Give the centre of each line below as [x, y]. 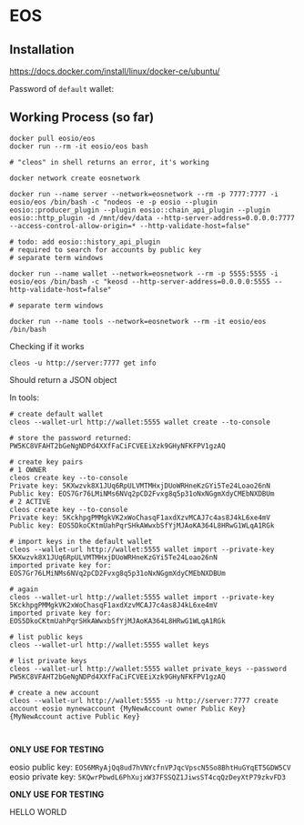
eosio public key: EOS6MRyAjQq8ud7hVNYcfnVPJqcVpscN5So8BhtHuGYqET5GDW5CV [150, 767]
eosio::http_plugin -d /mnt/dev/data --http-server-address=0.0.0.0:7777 [152, 218]
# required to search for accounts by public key [106, 250]
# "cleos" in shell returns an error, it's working [109, 162]
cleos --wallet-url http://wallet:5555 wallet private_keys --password [148, 669]
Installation [42, 50]
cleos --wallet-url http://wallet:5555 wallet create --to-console [140, 422]
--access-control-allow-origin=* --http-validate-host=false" [130, 226]
